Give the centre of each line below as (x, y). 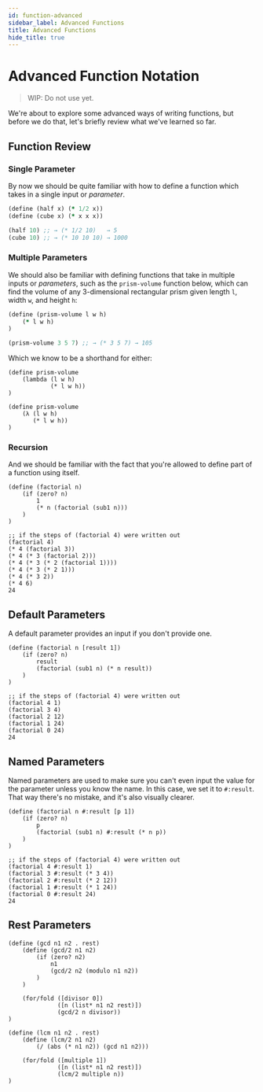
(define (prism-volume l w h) (58, 314)
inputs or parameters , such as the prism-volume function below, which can (128, 283)
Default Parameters (57, 614)
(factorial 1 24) (37, 724)
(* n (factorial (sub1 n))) (82, 508)
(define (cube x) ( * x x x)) (56, 216)
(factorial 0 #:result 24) (52, 895)
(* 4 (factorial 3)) (42, 549)
